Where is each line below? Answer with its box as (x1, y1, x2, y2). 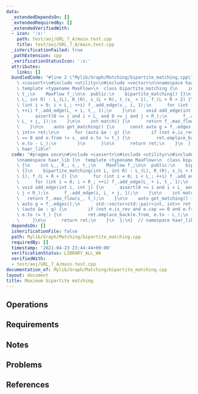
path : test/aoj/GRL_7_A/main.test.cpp (16, 36, 112, 42)
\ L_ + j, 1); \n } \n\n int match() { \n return (16, 119, 162, 125)
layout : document (6, 272, 49, 278)
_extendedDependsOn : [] (11, 14, 70, 20)
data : (6, 8, 19, 15)
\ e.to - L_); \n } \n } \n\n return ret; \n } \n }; (16, 140, 194, 146)
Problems (6, 360, 42, 370)
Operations (6, 299, 48, 310)
